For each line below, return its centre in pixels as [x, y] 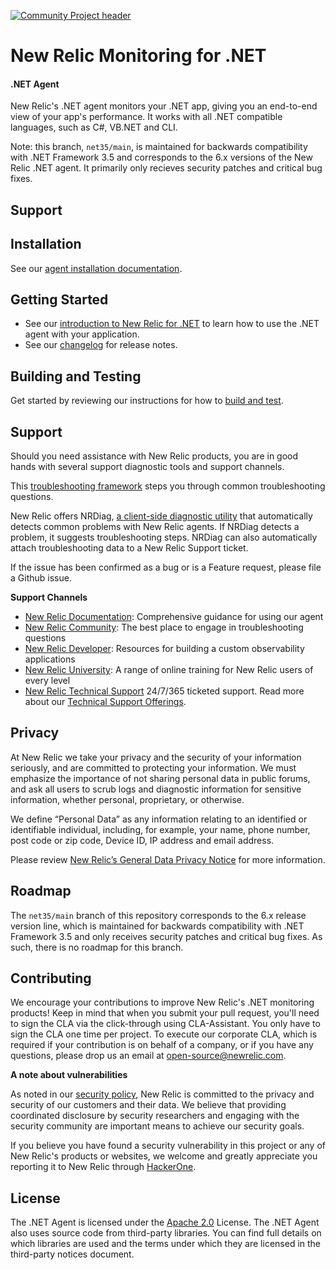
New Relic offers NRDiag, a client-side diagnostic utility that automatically [161, 516]
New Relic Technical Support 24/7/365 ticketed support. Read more [164, 691]
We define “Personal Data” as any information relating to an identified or [159, 819]
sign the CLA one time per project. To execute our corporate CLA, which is [164, 1034]
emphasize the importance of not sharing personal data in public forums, [160, 778]
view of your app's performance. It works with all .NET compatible [146, 117]
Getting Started [59, 299]
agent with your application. [82, 334]
